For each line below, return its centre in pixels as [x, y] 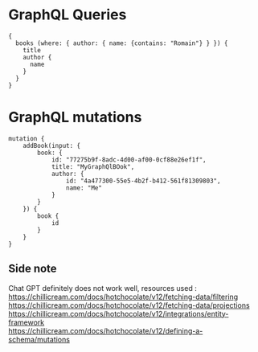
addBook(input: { [52, 145]
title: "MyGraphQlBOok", [93, 166]
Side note [33, 269]
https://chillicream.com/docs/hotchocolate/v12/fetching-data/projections [129, 305]
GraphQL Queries [68, 15]
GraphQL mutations [75, 117]
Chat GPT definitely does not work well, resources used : [102, 288]
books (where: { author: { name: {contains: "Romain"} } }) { [122, 43]
